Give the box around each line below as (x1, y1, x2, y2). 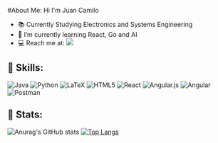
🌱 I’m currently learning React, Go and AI (17, 30, 137, 38)
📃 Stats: (7, 109, 43, 121)
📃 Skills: (7, 62, 44, 74)
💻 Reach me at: (17, 39, 66, 47)
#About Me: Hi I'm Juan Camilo (7, 6, 99, 14)
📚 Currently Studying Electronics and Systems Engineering (17, 21, 193, 28)
